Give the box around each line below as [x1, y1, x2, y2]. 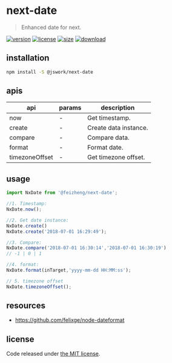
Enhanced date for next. [21, 24, 82, 31]
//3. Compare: [6, 240, 42, 246]
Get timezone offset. [87, 153, 145, 162]
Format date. [87, 143, 124, 152]
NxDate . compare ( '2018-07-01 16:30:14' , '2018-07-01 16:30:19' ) [6, 245, 167, 251]
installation [6, 53, 50, 64]
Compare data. [87, 134, 130, 142]
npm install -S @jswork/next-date [6, 69, 94, 75]
